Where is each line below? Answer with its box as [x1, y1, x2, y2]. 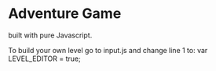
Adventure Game [8, 5, 122, 23]
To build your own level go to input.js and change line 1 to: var [8, 45, 208, 55]
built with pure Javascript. [8, 30, 93, 40]
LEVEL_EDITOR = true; [8, 54, 81, 63]
